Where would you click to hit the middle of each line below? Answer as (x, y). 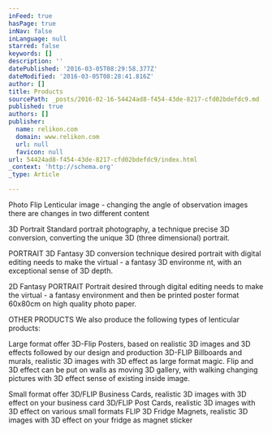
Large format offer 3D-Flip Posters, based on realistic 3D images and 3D (130, 344)
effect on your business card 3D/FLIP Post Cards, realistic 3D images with (132, 403)
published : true (36, 106)
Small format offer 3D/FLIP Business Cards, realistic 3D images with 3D (127, 394)
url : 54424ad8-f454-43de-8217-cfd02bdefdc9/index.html (103, 159)
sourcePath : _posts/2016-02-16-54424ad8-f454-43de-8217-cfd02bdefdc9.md (134, 99)
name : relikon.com (47, 129)
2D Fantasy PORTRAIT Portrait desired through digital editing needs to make (136, 286)
